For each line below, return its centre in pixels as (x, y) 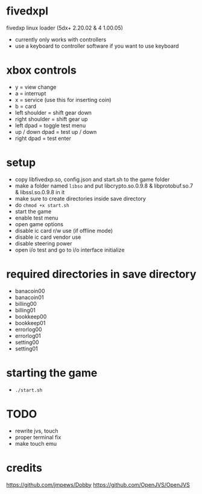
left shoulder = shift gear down (53, 112)
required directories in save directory (101, 274)
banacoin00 (30, 291)
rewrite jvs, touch (36, 431)
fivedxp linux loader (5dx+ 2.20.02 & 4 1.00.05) (65, 28)
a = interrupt (30, 93)
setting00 (27, 342)
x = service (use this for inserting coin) (63, 100)
